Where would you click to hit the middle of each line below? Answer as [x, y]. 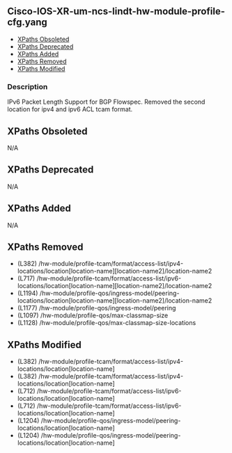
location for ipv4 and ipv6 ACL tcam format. [70, 109]
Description [28, 86]
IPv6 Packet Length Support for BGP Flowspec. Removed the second [106, 102]
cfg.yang [27, 23]
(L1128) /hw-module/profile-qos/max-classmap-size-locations [107, 323]
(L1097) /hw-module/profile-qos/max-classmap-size [93, 315]
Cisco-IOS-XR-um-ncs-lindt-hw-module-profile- [116, 11]
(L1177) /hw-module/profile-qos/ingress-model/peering [96, 308]
